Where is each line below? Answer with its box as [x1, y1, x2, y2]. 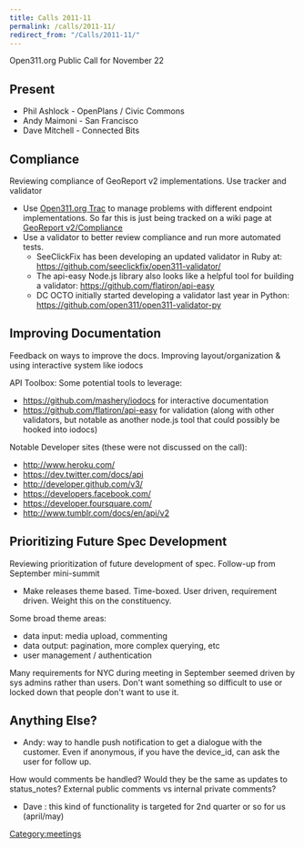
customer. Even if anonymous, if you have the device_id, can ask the [22, 747, 280, 758]
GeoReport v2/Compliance [22, 222, 123, 233]
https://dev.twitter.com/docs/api [22, 469, 144, 480]
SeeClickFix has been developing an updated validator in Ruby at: [35, 251, 283, 262]
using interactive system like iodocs [9, 359, 144, 370]
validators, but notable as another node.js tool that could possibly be [22, 414, 280, 425]
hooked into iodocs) [22, 424, 98, 435]
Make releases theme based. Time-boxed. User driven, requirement [22, 585, 278, 596]
